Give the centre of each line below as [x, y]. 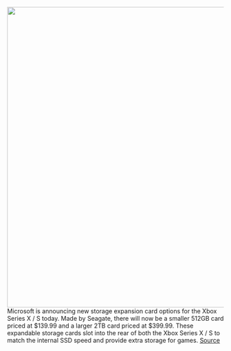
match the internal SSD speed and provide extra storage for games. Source [113, 340]
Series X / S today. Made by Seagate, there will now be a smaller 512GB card [115, 318]
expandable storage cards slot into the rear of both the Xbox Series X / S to [113, 333]
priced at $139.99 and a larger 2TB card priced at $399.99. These [100, 326]
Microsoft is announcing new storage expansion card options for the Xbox [112, 311]
